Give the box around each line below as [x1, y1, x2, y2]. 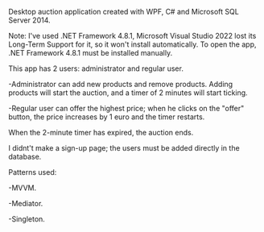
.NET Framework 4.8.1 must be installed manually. [8, 48, 173, 57]
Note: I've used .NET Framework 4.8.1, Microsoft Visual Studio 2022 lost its [8, 31, 257, 40]
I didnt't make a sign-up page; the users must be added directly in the [8, 143, 240, 152]
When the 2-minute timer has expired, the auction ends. [8, 128, 194, 137]
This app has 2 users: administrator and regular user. [8, 64, 184, 73]
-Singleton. [8, 214, 46, 224]
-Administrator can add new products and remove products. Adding [8, 80, 233, 89]
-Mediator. [8, 199, 43, 208]
